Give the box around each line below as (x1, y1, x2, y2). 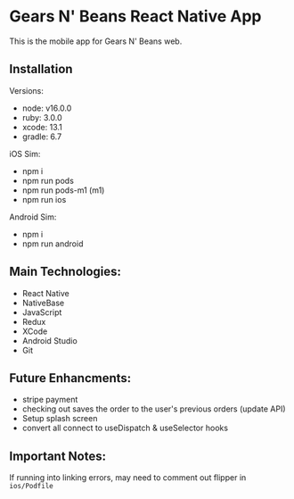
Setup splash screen (21, 413, 98, 424)
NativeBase (21, 297, 65, 308)
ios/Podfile (9, 482, 53, 491)
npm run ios (21, 194, 67, 204)
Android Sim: (9, 212, 57, 222)
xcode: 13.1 (21, 121, 62, 132)
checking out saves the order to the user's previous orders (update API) (21, 403, 287, 414)
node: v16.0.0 (21, 103, 72, 113)
